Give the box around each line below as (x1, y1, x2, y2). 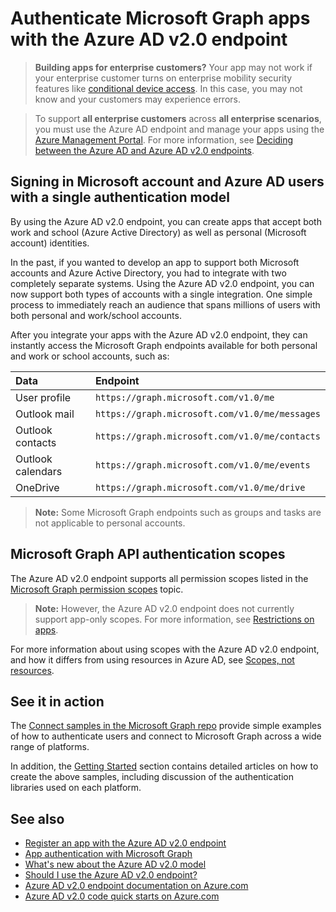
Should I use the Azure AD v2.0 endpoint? (24, 869, 198, 881)
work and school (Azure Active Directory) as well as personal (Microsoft (10, 226, 307, 238)
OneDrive (15, 480, 60, 494)
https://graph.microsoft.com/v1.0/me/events (94, 459, 311, 471)
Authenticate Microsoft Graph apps (10, 7, 311, 30)
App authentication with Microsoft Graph (24, 848, 193, 860)
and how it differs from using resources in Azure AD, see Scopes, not (10, 653, 295, 666)
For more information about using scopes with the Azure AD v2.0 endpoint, (10, 643, 320, 655)
